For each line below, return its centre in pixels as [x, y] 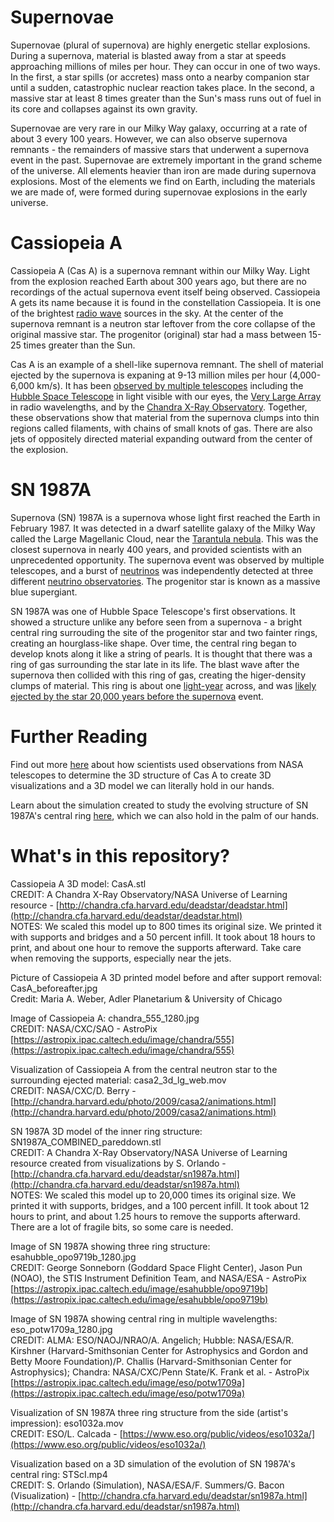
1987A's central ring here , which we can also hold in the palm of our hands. [165, 815]
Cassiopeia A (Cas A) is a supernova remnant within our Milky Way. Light [160, 270]
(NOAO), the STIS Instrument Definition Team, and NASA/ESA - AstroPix [158, 1278]
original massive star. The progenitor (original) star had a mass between [158, 334]
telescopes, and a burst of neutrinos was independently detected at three [162, 570]
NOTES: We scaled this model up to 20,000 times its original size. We [153, 1195]
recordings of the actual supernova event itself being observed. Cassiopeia [165, 292]
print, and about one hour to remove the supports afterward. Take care [156, 947]
